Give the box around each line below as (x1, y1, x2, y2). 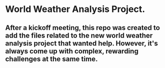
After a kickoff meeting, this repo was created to (5, 23, 160, 32)
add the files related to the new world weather (5, 31, 153, 39)
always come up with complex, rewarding (5, 46, 139, 55)
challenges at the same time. (5, 54, 98, 63)
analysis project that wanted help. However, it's (5, 39, 158, 47)
